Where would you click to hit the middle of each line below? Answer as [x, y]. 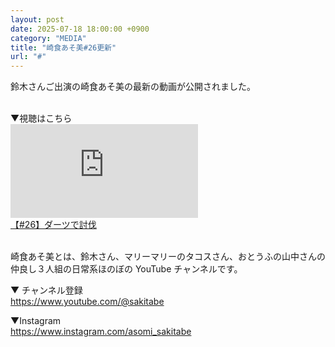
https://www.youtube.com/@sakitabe [87, 302]
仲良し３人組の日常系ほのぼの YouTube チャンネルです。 [126, 269]
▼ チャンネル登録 [46, 290]
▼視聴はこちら [41, 118]
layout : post [37, 19]
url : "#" [28, 57]
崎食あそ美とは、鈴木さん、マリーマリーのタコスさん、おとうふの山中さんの [168, 257]
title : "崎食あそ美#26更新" [63, 47]
